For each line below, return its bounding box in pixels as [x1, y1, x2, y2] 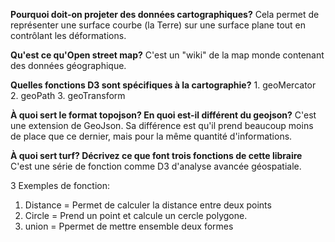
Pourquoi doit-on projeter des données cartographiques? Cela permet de [10, 9, 320, 20]
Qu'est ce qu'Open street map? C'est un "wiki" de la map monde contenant [10, 49, 325, 61]
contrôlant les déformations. [10, 30, 127, 41]
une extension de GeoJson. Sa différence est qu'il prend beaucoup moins [10, 120, 314, 131]
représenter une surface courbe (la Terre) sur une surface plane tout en [10, 19, 307, 31]
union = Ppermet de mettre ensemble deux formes [24, 220, 234, 232]
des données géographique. [10, 60, 127, 71]
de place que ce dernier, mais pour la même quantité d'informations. [10, 130, 293, 142]
